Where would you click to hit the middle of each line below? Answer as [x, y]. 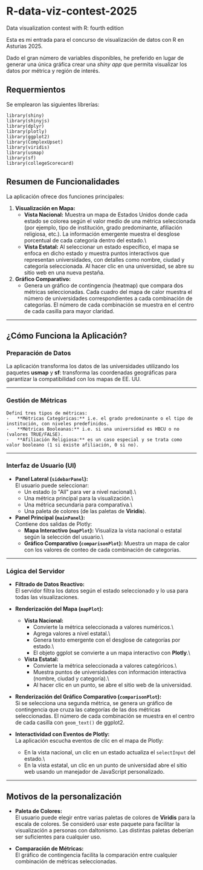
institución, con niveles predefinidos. [58, 423]
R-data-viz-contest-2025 [72, 11]
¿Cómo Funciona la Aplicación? [67, 335]
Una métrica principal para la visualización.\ [79, 498]
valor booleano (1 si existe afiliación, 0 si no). [72, 445]
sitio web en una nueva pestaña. [64, 272]
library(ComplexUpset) [35, 142]
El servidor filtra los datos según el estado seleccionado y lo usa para [101, 591]
